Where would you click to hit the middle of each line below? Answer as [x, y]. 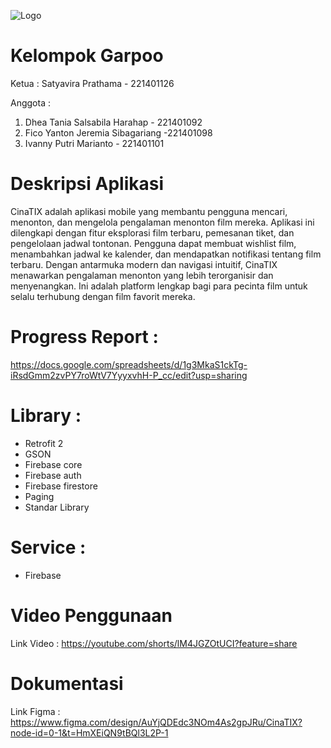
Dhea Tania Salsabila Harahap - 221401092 [113, 122]
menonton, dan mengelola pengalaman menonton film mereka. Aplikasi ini [162, 222]
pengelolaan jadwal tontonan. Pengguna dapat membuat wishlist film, [153, 243]
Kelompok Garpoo [87, 56]
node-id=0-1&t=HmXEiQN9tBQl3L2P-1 [89, 732]
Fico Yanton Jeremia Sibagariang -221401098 [118, 132]
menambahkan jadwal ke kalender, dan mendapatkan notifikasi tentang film [166, 254]
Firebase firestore [61, 486]
